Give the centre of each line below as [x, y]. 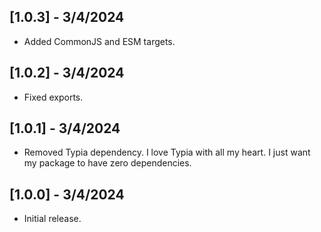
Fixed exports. [53, 97]
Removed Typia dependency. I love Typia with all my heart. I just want [167, 152]
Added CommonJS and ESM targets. [99, 41]
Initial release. [52, 219]
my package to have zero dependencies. [107, 163]
